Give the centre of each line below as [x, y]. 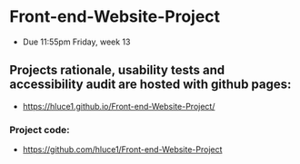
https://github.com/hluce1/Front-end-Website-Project [122, 150]
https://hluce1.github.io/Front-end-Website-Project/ [119, 106]
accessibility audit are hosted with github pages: [150, 85]
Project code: [40, 130]
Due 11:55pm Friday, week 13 [76, 42]
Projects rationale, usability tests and [117, 70]
